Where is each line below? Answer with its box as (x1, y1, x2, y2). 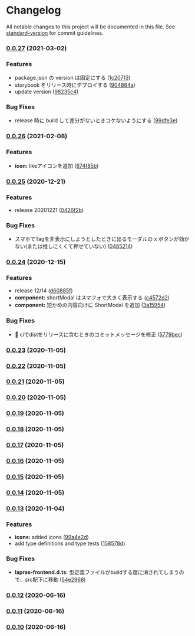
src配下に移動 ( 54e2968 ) (25, 576, 86, 583)
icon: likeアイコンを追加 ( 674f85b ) (14, 162, 99, 169)
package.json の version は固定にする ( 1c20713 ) (14, 74, 131, 81)
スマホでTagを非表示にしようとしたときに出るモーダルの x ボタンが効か (14, 236, 190, 243)
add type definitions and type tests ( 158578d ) (14, 540, 125, 547)
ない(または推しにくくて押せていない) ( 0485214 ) (14, 243, 133, 250)
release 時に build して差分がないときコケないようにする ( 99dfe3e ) (14, 117, 178, 124)
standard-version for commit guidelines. (6, 29, 104, 36)
